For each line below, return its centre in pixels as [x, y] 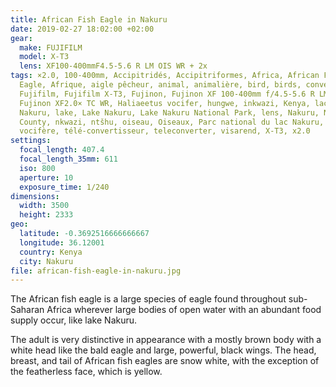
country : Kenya [51, 252]
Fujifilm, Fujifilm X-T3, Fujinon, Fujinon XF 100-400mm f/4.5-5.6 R [167, 94]
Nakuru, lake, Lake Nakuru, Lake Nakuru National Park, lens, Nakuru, [169, 112]
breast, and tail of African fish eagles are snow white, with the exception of [165, 361]
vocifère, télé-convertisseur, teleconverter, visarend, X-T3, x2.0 [165, 131]
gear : [21, 38]
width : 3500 [44, 206]
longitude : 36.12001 [62, 242]
